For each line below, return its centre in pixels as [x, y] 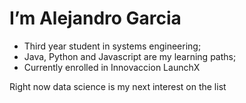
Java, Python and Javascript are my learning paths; [130, 56]
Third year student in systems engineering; [112, 46]
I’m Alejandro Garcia [95, 18]
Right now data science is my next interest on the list [118, 86]
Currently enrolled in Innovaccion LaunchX [112, 67]
